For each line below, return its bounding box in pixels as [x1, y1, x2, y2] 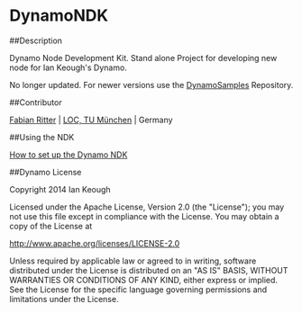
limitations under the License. [9, 293, 119, 304]
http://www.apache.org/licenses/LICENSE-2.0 [9, 237, 180, 248]
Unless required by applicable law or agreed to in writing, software [9, 255, 257, 266]
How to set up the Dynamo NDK [9, 149, 128, 160]
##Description [9, 35, 63, 46]
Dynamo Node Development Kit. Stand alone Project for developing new [9, 52, 278, 63]
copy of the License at [9, 220, 93, 231]
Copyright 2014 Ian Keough [9, 183, 111, 194]
